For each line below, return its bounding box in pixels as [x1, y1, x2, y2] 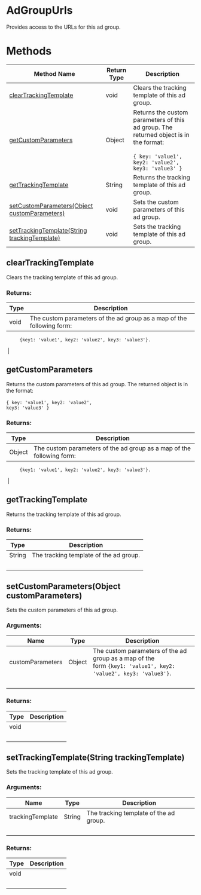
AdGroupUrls [6, 4, 73, 17]
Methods [6, 44, 52, 58]
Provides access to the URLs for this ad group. [6, 23, 121, 30]
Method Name [33, 69, 76, 78]
